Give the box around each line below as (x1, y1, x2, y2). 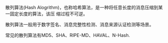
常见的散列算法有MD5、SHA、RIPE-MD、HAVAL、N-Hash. (5, 32, 130, 38)
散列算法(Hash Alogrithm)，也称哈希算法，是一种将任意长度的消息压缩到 (5, 5, 159, 10)
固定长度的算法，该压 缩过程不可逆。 (9, 11, 88, 17)
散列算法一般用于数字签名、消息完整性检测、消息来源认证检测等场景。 (5, 22, 154, 27)
